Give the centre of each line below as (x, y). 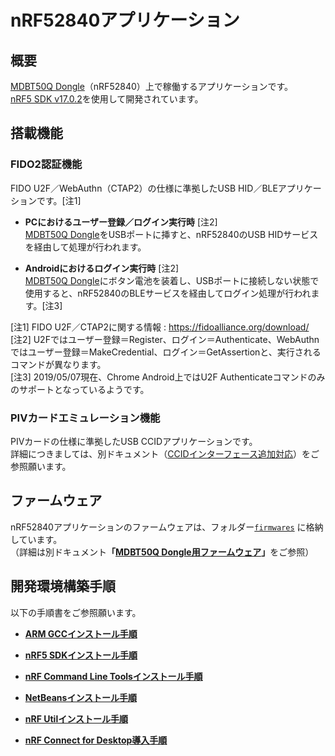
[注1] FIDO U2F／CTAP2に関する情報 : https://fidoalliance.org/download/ (160, 327)
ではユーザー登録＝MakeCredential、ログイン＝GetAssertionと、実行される (166, 352)
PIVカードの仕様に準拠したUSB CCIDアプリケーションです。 (134, 441)
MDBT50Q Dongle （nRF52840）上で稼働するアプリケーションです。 (152, 86)
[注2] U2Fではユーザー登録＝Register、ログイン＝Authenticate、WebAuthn (165, 339)
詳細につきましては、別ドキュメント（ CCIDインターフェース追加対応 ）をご (165, 453)
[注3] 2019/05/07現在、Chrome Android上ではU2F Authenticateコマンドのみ (168, 377)
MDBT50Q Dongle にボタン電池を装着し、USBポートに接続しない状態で (172, 280)
